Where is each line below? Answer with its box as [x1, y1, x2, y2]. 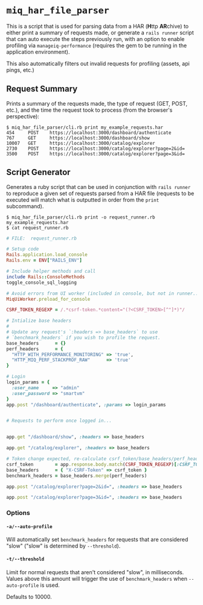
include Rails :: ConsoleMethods [6, 274, 85, 280]
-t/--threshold [6, 556, 45, 563]
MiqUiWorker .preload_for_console [6, 296, 91, 302]
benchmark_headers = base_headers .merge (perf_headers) [6, 473, 147, 479]
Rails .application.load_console [6, 252, 88, 258]
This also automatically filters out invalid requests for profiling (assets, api [6, 60, 190, 67]
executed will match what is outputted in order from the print [6, 196, 159, 203]
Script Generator [6, 167, 71, 178]
